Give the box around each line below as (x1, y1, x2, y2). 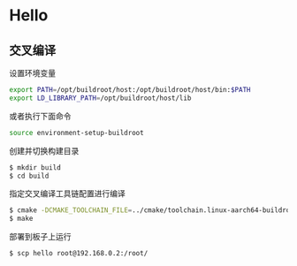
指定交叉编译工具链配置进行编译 (9, 188, 126, 199)
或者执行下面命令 (9, 110, 72, 121)
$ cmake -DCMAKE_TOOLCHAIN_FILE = (9, 206, 133, 215)
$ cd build (9, 171, 49, 180)
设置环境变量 (9, 68, 56, 78)
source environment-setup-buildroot (9, 128, 144, 137)
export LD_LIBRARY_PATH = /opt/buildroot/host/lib (9, 94, 192, 103)
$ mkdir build (9, 163, 62, 172)
